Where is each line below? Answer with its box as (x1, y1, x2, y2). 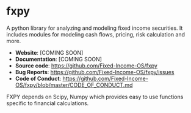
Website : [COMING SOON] (15, 49, 84, 56)
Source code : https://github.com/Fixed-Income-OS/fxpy (15, 62, 157, 69)
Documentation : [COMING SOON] (15, 55, 103, 63)
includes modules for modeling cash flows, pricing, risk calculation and (6, 30, 185, 38)
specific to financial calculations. (6, 99, 89, 107)
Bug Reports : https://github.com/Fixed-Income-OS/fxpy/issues (15, 68, 175, 75)
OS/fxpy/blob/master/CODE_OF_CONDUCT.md (15, 81, 133, 89)
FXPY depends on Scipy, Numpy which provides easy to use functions (6, 93, 184, 100)
